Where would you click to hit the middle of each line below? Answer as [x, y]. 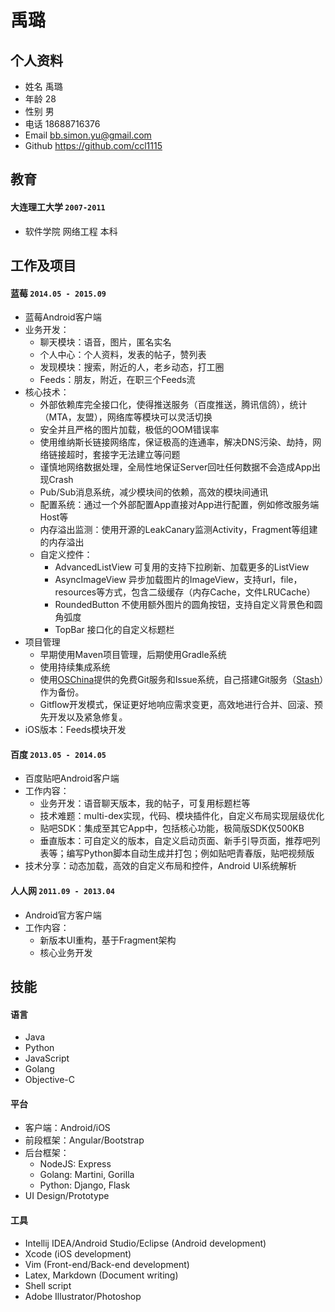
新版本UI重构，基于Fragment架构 [108, 940]
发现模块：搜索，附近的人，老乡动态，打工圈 [132, 367]
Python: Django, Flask [85, 1185]
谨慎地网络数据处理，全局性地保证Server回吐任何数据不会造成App [176, 467]
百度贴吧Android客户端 [72, 778]
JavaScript [47, 1058]
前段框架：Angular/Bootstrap [84, 1140]
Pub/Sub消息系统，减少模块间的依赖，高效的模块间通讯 [154, 492]
